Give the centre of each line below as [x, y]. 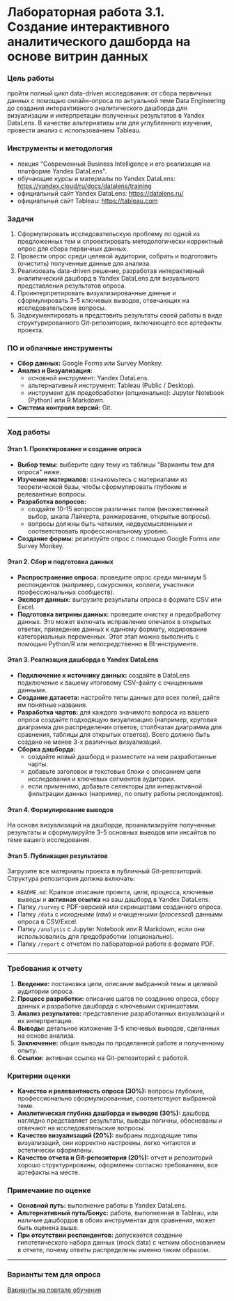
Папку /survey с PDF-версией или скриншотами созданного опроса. [120, 907]
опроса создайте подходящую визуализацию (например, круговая [117, 719]
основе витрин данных [78, 57]
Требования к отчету [45, 969]
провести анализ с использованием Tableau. [74, 130]
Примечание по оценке [49, 1190]
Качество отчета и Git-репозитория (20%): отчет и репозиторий [115, 1158]
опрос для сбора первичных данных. [73, 249]
